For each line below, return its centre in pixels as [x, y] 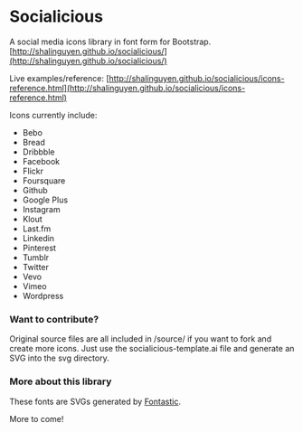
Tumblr [36, 257]
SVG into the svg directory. [60, 358]
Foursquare [44, 180]
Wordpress [43, 296]
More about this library [61, 381]
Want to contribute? [54, 319]
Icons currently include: [53, 115]
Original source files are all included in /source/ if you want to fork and [141, 339]
